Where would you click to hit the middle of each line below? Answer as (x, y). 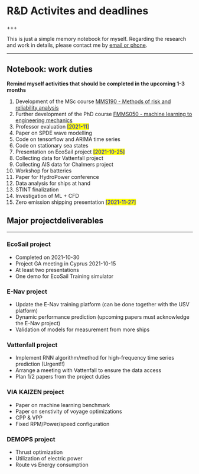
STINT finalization (37, 189)
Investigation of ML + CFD (47, 196)
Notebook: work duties (50, 69)
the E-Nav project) (38, 324)
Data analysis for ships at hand (53, 183)
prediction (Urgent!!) (40, 364)
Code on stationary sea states (52, 145)
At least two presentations (47, 270)
